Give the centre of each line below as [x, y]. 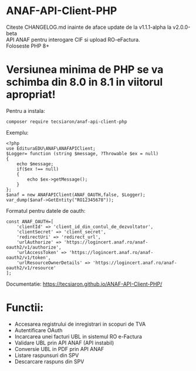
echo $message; [35, 164]
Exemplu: [17, 132]
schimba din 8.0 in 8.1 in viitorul [85, 82]
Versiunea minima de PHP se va [85, 70]
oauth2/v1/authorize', [34, 247]
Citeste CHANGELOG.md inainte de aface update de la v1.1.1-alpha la [89, 27]
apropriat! [31, 95]
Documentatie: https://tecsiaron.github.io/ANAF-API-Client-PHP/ [84, 284]
